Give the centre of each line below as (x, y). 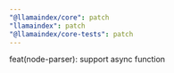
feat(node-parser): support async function (87, 60)
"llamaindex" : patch (48, 26)
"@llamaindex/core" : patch (59, 17)
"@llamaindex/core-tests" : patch (71, 34)
